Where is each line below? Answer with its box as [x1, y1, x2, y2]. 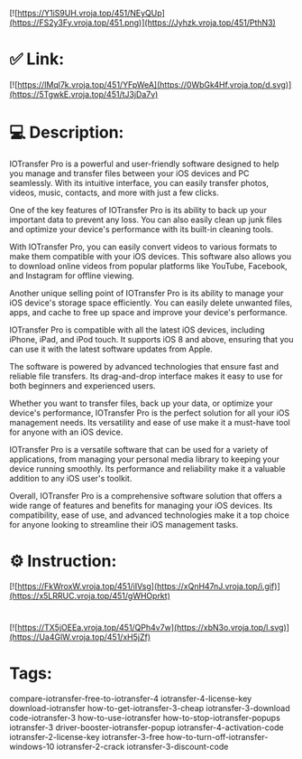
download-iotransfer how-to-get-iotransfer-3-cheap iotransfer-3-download [9, 702, 290, 713]
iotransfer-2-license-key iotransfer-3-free [9, 731, 165, 742]
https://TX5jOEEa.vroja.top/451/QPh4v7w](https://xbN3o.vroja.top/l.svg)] [17, 623, 290, 632]
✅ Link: [9, 49, 65, 70]
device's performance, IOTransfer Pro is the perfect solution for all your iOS [9, 407, 290, 418]
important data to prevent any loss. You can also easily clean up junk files [9, 214, 282, 225]
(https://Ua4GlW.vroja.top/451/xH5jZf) [9, 632, 151, 642]
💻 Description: [9, 122, 124, 143]
